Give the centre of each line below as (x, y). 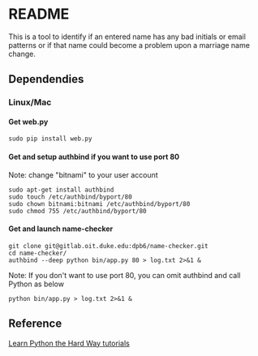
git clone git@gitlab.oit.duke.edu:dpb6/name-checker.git (108, 246)
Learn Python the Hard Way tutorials (69, 343)
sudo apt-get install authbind (61, 190)
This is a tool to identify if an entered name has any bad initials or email (127, 36)
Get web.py (28, 122)
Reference (35, 324)
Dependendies (46, 79)
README (39, 14)
